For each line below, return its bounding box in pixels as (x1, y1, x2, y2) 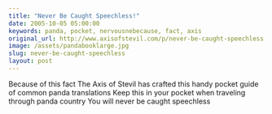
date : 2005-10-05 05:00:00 (8, 19, 100, 27)
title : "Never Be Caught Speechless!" (8, 11, 140, 20)
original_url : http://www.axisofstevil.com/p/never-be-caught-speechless (8, 34, 265, 43)
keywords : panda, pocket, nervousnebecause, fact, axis (8, 27, 202, 35)
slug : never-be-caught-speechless (8, 49, 126, 57)
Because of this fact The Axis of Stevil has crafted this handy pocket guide (8, 78, 259, 89)
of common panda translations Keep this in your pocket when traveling (8, 87, 246, 97)
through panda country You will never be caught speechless (8, 96, 211, 106)
